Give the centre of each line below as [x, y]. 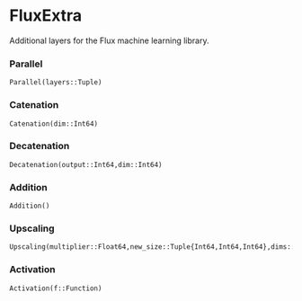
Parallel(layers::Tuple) [56, 83]
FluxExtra [46, 16]
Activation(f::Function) [56, 288]
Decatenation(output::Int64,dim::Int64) [86, 164]
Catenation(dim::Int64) [54, 124]
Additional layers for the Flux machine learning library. [109, 40]
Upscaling [32, 228]
